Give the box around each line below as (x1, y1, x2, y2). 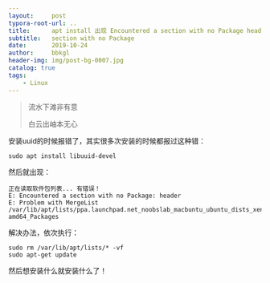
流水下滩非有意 (27, 102, 78, 111)
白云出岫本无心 (27, 119, 78, 128)
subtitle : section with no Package (8, 34, 135, 42)
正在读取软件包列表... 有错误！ (8, 184, 101, 192)
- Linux (22, 79, 48, 87)
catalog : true (8, 64, 56, 72)
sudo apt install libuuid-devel (8, 152, 117, 160)
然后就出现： (8, 167, 51, 176)
